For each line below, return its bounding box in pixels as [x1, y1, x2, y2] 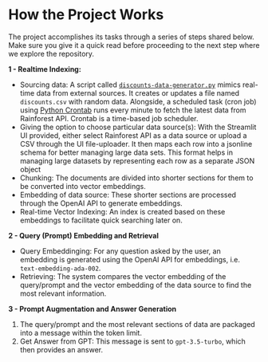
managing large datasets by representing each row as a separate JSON [19, 155, 255, 165]
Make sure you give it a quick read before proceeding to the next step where [8, 40, 260, 49]
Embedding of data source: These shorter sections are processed [19, 190, 237, 199]
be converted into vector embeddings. [19, 181, 146, 191]
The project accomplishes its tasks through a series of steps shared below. [8, 32, 254, 41]
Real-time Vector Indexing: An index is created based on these [19, 207, 226, 216]
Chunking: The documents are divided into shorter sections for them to [19, 173, 254, 183]
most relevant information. [19, 289, 107, 298]
